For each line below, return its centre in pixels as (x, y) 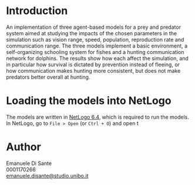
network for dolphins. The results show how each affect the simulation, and (97, 58)
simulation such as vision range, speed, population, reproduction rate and (95, 39)
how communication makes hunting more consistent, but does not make (93, 70)
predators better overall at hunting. (48, 77)
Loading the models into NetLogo (89, 101)
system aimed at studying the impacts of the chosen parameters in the (92, 33)
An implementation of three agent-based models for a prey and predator (93, 27)
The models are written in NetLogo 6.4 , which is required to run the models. (98, 117)
